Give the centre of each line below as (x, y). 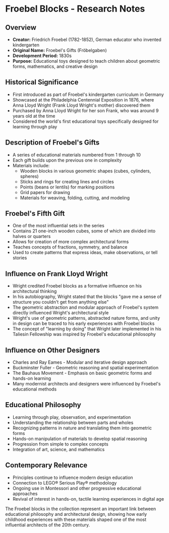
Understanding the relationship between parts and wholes (73, 422)
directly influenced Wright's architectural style (61, 313)
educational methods (35, 389)
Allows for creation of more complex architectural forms (71, 242)
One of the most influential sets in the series (58, 226)
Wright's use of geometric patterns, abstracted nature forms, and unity (86, 318)
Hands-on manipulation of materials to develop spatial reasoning (80, 439)
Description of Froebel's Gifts (52, 143)
